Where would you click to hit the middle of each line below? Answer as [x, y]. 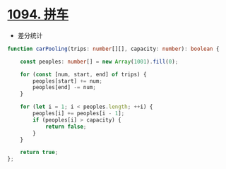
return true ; [39, 153]
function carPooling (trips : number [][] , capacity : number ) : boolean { [113, 49]
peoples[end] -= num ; [65, 88]
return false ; [66, 127]
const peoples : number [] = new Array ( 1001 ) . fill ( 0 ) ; [99, 62]
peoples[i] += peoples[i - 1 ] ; [79, 114]
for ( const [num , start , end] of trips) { [83, 74]
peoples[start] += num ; [67, 81]
